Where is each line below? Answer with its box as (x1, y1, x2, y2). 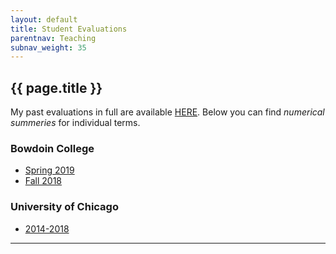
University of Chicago (10, 200, 119, 214)
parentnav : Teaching (10, 33, 97, 43)
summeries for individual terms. (10, 117, 141, 129)
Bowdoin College (10, 141, 95, 155)
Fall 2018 (24, 175, 63, 187)
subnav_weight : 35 (10, 42, 87, 53)
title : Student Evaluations (10, 24, 128, 34)
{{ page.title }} (10, 79, 103, 96)
